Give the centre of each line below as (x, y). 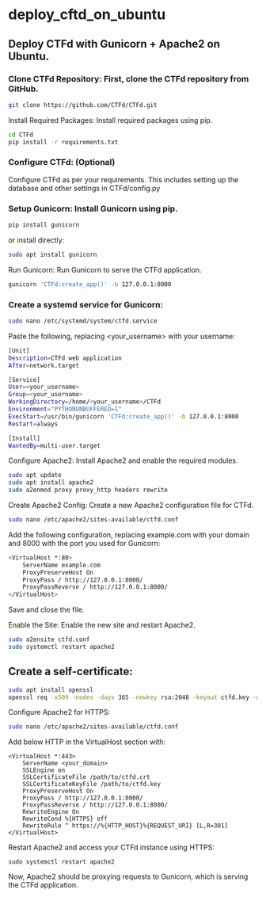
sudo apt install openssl (51, 690)
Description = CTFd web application (65, 358)
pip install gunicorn (44, 225)
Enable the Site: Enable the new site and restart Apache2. (102, 625)
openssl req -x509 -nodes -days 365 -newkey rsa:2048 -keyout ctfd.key (129, 697)
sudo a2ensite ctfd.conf (49, 639)
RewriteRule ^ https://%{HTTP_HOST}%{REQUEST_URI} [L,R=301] (125, 826)
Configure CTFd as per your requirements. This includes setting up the (123, 179)
